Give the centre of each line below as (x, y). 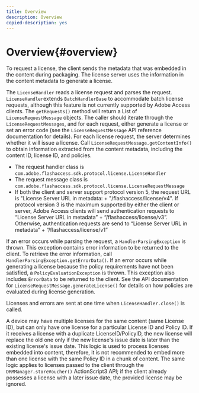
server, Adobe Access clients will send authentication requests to (94, 211)
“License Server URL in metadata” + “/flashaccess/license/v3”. (91, 218)
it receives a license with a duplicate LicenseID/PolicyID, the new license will (99, 334)
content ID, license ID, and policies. (49, 155)
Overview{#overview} (62, 52)
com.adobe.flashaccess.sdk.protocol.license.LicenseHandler (90, 174)
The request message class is (51, 180)
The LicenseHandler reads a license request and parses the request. (89, 92)
